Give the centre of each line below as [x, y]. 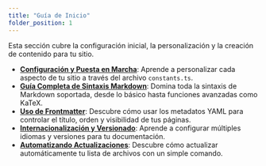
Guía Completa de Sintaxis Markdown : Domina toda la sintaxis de [128, 86]
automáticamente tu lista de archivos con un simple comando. [121, 153]
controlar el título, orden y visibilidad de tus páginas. [105, 119]
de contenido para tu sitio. [51, 54]
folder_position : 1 [40, 23]
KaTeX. [31, 103]
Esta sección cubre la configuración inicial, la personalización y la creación [131, 45]
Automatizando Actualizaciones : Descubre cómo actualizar [119, 145]
